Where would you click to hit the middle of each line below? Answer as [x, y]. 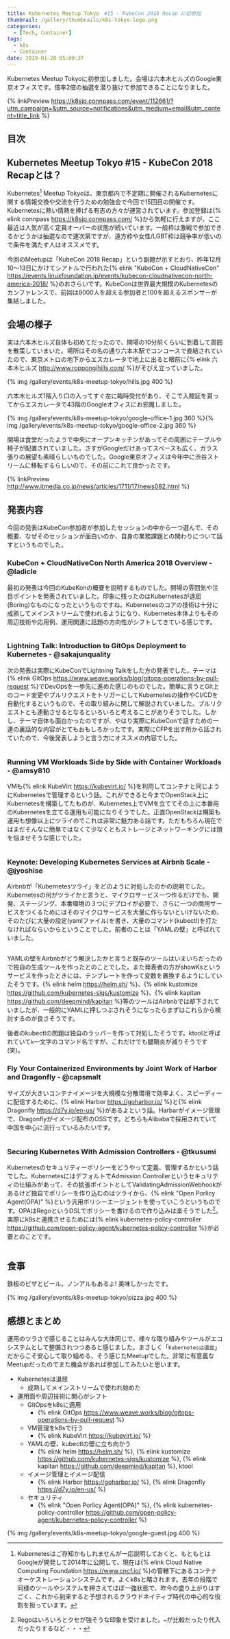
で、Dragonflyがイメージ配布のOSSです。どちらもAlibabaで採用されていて [112, 1119]
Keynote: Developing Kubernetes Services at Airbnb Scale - [108, 862]
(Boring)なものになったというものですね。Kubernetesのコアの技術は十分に [113, 604]
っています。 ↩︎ [56, 1605]
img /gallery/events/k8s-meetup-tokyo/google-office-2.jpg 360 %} [102, 426]
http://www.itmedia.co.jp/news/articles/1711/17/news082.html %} [99, 486]
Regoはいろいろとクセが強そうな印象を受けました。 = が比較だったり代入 [119, 1620]
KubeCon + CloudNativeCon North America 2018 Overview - [110, 563]
